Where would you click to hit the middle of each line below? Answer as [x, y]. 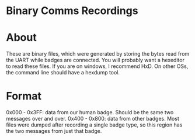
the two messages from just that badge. [54, 131]
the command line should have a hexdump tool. [63, 73]
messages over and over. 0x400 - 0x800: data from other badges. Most [93, 119]
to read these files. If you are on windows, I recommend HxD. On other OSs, [97, 66]
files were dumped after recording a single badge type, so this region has [94, 125]
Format [24, 96]
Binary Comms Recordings [72, 11]
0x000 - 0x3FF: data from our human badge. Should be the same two [90, 112]
